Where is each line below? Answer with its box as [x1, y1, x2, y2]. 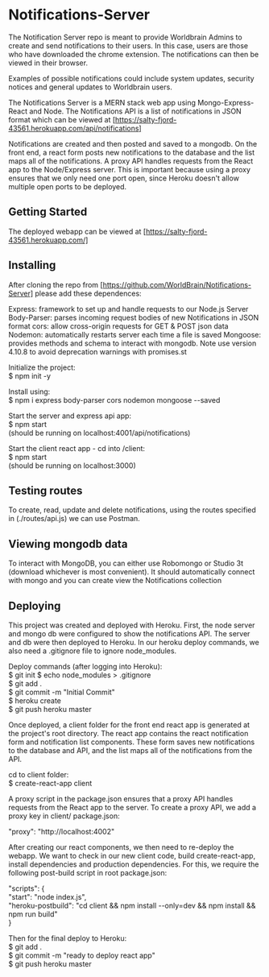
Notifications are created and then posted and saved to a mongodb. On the [8, 139, 258, 148]
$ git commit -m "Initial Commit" [8, 687, 115, 697]
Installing [8, 259, 56, 272]
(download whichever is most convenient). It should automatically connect [8, 567, 255, 577]
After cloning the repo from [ [8, 279, 103, 289]
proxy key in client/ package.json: [8, 811, 120, 821]
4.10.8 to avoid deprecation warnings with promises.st [8, 346, 188, 356]
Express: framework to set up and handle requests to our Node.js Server [8, 304, 249, 313]
